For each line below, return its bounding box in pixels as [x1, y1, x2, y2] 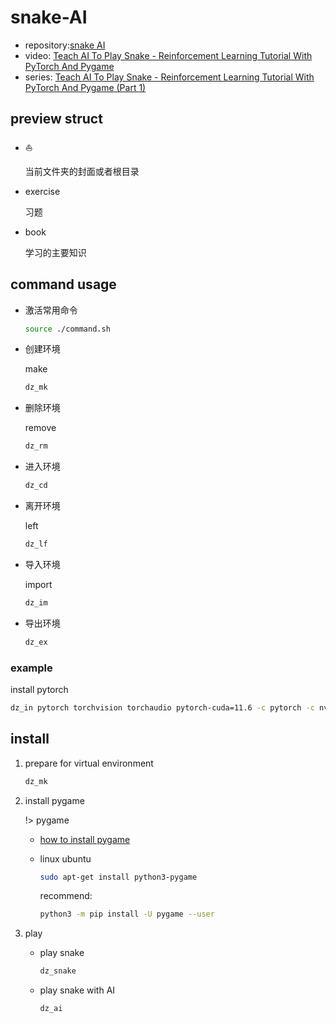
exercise [24, 185, 61, 197]
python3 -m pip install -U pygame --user [39, 909, 215, 920]
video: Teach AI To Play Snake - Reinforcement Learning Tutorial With [24, 49, 313, 61]
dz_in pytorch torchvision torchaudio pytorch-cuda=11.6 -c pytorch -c [10, 702, 315, 713]
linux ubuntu [39, 852, 92, 865]
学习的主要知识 [24, 246, 87, 258]
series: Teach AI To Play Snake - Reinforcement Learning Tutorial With [24, 71, 315, 83]
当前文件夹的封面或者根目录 [24, 165, 140, 177]
